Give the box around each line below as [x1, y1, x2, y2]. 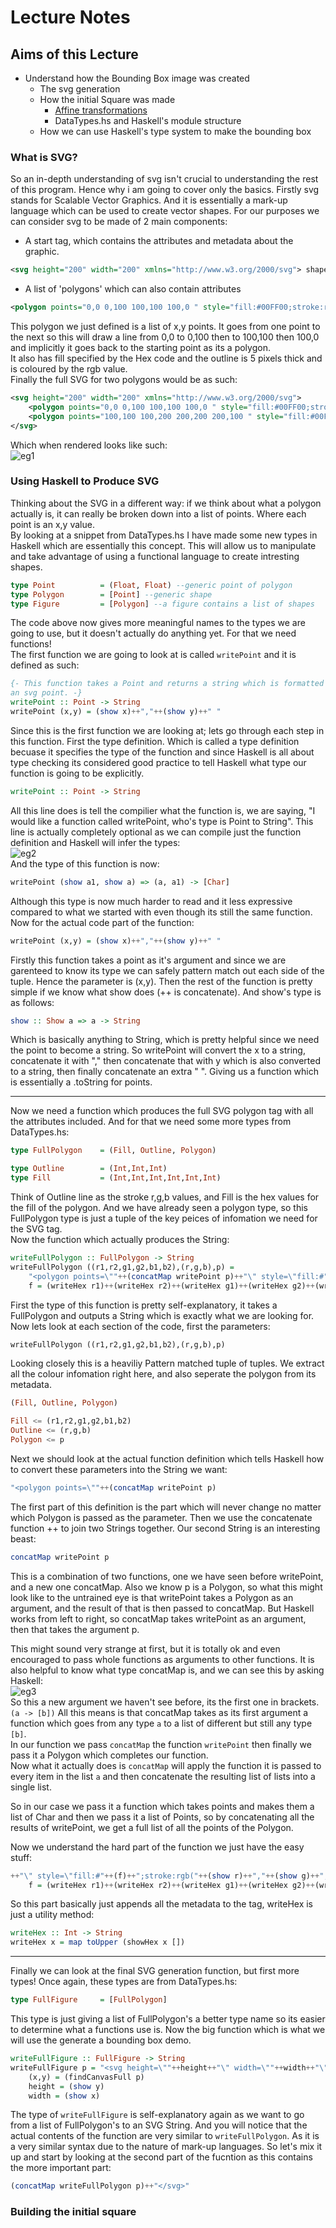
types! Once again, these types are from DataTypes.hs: [10, 1976, 238, 1988]
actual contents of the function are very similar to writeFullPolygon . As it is [10, 2130, 320, 2142]
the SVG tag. [10, 1223, 63, 1235]
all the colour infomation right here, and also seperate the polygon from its [10, 1368, 317, 1380]
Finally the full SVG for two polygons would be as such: [10, 374, 238, 386]
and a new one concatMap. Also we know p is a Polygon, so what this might [10, 1581, 323, 1593]
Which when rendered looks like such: [10, 439, 168, 451]
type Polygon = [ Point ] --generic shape [10, 589, 213, 600]
